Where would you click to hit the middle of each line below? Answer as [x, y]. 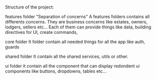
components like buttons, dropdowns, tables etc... [56, 71]
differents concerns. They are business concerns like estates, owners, [76, 22]
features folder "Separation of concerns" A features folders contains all [78, 16]
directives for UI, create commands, [41, 32]
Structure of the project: [30, 7]
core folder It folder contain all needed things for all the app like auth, [75, 42]
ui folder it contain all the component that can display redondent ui [73, 66]
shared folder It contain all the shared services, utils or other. [67, 56]
